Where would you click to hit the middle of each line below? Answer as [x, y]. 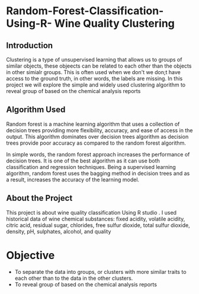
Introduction [30, 45]
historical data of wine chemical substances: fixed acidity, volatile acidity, [96, 219]
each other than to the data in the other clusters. [74, 278]
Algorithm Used [36, 110]
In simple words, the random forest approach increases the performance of [98, 154]
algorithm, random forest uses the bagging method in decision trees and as [98, 173]
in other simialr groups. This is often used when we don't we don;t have [93, 72]
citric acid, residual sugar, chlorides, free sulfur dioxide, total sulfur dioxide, [98, 225]
